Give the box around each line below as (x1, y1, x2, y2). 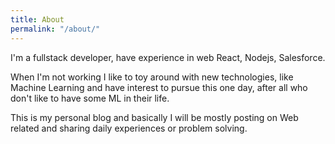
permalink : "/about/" (10, 24, 101, 34)
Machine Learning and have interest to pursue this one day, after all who (10, 81, 308, 93)
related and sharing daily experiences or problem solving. (10, 122, 248, 134)
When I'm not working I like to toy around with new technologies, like (10, 71, 294, 83)
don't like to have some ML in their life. (10, 92, 170, 104)
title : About (10, 14, 65, 25)
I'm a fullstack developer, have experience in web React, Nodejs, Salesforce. (10, 51, 326, 63)
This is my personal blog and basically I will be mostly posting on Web (10, 111, 299, 123)
